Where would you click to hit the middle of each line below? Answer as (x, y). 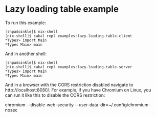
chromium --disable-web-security (40, 105)
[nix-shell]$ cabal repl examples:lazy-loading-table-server (69, 67)
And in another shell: (26, 54)
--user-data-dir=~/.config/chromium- (113, 105)
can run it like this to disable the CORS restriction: (55, 95)
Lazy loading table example (62, 9)
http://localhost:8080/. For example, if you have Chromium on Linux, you (78, 90)
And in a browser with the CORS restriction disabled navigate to (69, 85)
